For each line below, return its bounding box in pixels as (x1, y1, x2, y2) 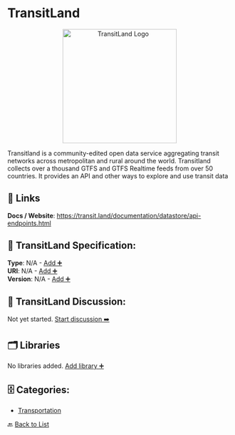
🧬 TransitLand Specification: (7, 240, 137, 252)
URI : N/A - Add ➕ (7, 266, 58, 275)
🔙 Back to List (7, 420, 50, 429)
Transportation (17, 406, 62, 414)
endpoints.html (7, 219, 52, 227)
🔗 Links (7, 193, 41, 205)
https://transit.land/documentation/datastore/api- (56, 211, 202, 220)
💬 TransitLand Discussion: (7, 295, 126, 307)
